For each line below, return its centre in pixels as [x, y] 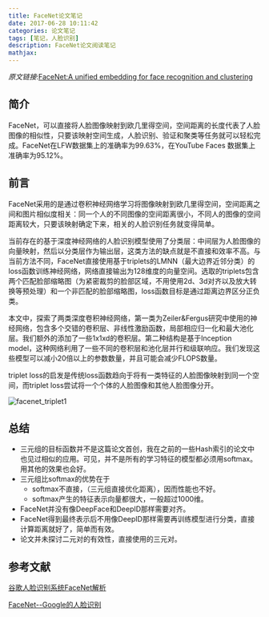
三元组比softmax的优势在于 [65, 479]
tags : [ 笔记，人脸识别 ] [44, 38]
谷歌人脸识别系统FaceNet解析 [57, 588]
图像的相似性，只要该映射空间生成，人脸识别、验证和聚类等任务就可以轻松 [131, 135]
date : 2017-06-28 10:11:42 [53, 23]
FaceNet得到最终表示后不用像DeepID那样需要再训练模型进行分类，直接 [137, 519]
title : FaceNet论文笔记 [45, 16]
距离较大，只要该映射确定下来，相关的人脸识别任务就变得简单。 [113, 224]
